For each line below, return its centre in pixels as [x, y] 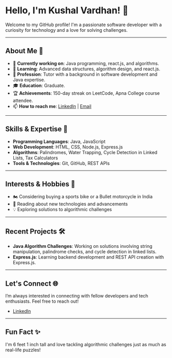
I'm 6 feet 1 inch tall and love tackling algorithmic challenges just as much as [86, 344]
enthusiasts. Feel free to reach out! [42, 301]
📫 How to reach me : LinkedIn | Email [52, 106]
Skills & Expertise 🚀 [37, 129]
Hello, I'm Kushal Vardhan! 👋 [67, 10]
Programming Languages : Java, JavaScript [59, 141]
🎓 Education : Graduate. [39, 85]
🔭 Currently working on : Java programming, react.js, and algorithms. [86, 63]
